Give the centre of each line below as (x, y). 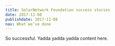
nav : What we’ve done (28, 24)
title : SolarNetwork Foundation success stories (58, 10)
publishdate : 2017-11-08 (32, 19)
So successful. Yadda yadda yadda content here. (57, 38)
